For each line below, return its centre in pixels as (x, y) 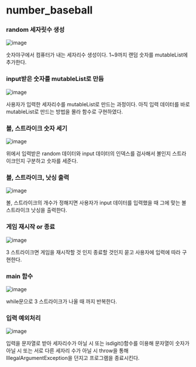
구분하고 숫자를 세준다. (52, 161)
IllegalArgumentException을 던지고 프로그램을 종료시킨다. (73, 358)
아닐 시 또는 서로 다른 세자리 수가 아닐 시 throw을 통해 (67, 351)
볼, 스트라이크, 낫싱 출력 (38, 178)
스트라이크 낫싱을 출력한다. (37, 210)
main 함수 (20, 276)
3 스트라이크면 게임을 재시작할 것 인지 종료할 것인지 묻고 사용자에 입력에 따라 (93, 252)
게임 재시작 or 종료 (31, 227)
